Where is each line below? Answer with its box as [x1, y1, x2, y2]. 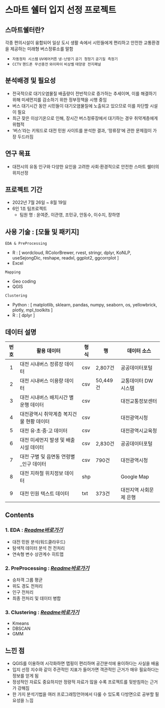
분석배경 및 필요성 [5, 76, 56, 85]
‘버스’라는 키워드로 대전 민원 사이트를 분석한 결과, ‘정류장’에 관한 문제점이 [12, 127, 152, 133]
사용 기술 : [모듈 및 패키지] [5, 227, 80, 236]
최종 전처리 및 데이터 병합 [12, 596, 61, 601]
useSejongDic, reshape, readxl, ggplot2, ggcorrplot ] [12, 255, 119, 261]
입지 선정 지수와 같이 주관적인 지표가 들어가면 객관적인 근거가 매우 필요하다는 [12, 667, 160, 672]
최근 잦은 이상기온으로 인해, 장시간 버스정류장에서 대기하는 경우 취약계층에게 [12, 115, 158, 121]
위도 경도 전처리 [12, 583, 43, 589]
